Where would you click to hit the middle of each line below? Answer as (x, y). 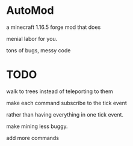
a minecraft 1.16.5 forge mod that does (54, 27)
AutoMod (30, 11)
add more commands (32, 138)
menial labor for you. (32, 38)
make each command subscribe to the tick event (67, 103)
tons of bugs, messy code (39, 50)
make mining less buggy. (37, 126)
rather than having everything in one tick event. (65, 114)
